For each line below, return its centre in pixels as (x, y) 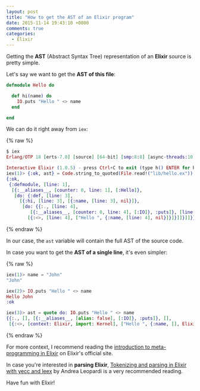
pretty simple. (23, 63)
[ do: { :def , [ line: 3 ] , (43, 195)
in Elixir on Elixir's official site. (77, 353)
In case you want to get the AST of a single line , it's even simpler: (87, 252)
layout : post (22, 12)
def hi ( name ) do (32, 96)
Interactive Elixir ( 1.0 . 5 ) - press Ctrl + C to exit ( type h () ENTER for (98, 168)
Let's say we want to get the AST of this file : (61, 74)
